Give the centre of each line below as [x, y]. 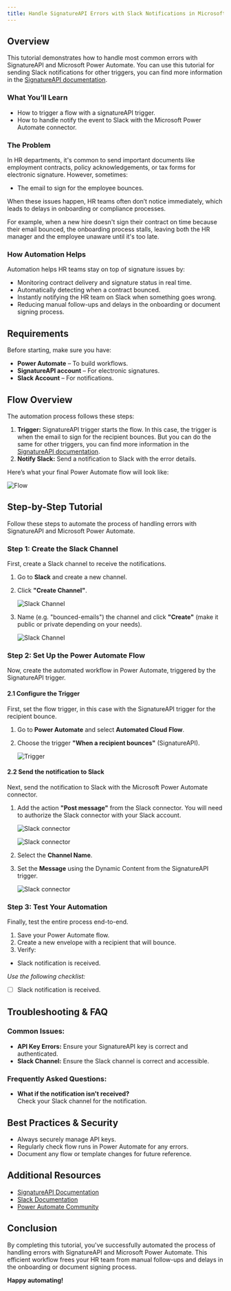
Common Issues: [36, 1031]
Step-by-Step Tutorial [55, 507]
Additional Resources [54, 1176]
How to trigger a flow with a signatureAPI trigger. [86, 112]
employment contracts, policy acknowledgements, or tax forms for [101, 167]
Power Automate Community [58, 1206]
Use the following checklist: [46, 977]
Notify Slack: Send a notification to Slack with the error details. [107, 459]
